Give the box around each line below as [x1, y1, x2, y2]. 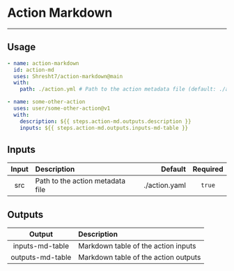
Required [192, 164, 224, 174]
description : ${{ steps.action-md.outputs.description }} [19, 117, 192, 125]
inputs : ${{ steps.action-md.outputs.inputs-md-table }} [19, 124, 189, 131]
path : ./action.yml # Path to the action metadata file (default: [19, 86, 217, 93]
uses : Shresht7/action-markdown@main [13, 73, 123, 80]
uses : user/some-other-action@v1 [13, 105, 111, 112]
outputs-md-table [10, 253, 72, 263]
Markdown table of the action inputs [77, 241, 196, 251]
